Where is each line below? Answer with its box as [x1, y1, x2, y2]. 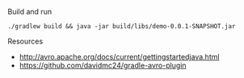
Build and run [7, 7, 53, 16]
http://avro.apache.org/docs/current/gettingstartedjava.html [19, 52, 220, 61]
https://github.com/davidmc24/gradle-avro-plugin [19, 60, 187, 70]
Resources [7, 36, 44, 46]
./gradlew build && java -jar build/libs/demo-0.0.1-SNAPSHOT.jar [7, 23, 236, 31]
